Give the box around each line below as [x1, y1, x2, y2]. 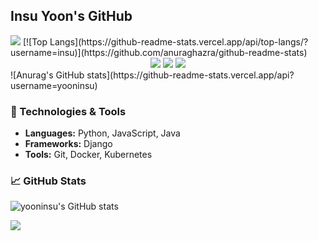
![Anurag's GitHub [10, 69, 85, 81]
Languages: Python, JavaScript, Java [24, 127, 181, 139]
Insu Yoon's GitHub [10, 8, 133, 25]
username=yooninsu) [10, 79, 98, 91]
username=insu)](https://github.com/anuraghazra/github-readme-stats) [10, 46, 308, 58]
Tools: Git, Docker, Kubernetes [24, 149, 153, 161]
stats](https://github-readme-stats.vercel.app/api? [86, 69, 295, 81]
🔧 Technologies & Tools [10, 104, 127, 118]
